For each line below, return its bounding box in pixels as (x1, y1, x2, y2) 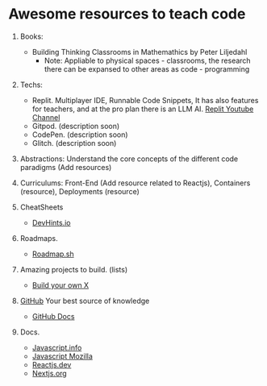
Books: (19, 31, 44, 41)
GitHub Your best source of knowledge (19, 296, 150, 305)
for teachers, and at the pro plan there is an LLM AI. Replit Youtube (31, 104, 254, 114)
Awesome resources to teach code (8, 5, 246, 23)
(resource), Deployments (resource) (19, 186, 140, 196)
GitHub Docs (31, 311, 75, 321)
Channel (31, 112, 60, 122)
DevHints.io (31, 218, 71, 227)
